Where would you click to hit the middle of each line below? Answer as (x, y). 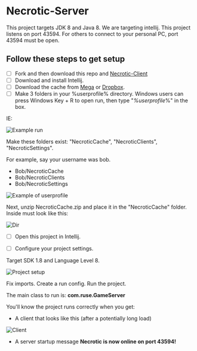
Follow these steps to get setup (66, 59)
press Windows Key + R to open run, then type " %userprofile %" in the (101, 100)
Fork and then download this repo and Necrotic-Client (81, 74)
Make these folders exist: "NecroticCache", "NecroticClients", (82, 141)
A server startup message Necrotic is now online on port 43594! (96, 341)
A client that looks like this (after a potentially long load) (83, 319)
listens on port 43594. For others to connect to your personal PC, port (92, 33)
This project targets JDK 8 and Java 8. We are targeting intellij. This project (98, 28)
